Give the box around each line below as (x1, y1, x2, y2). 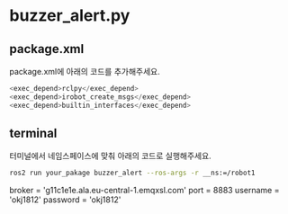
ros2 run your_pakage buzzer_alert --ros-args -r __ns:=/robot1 (9, 168, 256, 178)
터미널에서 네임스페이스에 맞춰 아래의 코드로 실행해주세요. (9, 150, 211, 162)
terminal (9, 126, 58, 141)
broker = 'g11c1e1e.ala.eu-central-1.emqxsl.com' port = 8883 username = (9, 185, 280, 196)
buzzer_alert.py (9, 5, 130, 26)
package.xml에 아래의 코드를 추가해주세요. (9, 67, 160, 76)
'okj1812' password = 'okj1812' (9, 194, 121, 205)
